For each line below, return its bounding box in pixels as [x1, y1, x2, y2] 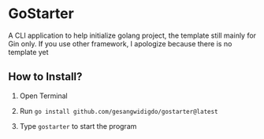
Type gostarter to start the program [19, 121, 137, 130]
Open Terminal [19, 91, 69, 101]
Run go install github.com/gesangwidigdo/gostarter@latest [19, 106, 218, 115]
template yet [8, 47, 49, 57]
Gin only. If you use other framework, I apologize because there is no [8, 38, 232, 48]
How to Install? [8, 70, 83, 83]
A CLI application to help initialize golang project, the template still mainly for [8, 31, 257, 40]
